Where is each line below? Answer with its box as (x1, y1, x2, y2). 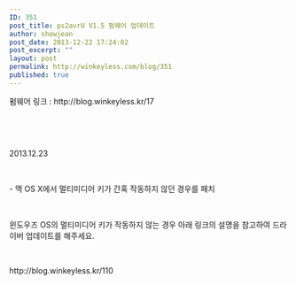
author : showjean (9, 29, 74, 38)
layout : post (9, 54, 58, 63)
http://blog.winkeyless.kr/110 (9, 265, 113, 275)
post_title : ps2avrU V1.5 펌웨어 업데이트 (9, 21, 155, 30)
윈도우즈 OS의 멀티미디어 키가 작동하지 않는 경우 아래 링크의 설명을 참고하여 (9, 219, 271, 230)
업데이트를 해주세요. (25, 230, 95, 241)
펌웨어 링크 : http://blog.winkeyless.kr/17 (9, 96, 155, 106)
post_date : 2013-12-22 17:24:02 (9, 37, 129, 47)
